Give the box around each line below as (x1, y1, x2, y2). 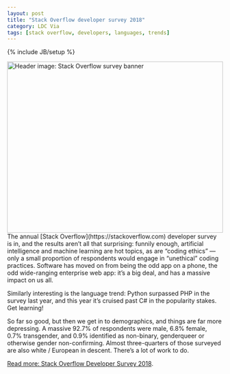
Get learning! (7, 304, 44, 312)
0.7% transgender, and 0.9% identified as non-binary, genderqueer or (7, 332, 205, 340)
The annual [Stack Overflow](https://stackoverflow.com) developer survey (7, 232, 217, 240)
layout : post (7, 10, 44, 17)
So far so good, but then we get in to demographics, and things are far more (7, 317, 222, 325)
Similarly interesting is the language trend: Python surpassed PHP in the (7, 289, 210, 298)
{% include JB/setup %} (7, 48, 75, 56)
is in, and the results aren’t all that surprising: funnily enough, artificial (7, 240, 204, 248)
